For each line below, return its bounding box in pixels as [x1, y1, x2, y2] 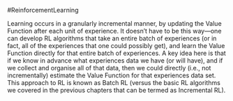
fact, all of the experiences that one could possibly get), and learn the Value [7, 42, 225, 49]
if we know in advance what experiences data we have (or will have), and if [7, 56, 223, 65]
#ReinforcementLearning [7, 6, 79, 14]
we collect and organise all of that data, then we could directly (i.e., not [7, 64, 211, 72]
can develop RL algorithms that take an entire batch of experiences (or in [7, 34, 217, 42]
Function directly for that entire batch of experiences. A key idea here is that [7, 49, 227, 57]
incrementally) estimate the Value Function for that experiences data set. [7, 71, 216, 79]
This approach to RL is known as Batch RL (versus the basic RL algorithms [7, 79, 221, 86]
